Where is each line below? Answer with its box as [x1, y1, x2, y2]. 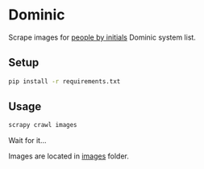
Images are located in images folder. [8, 151, 129, 161]
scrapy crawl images [8, 121, 78, 129]
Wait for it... [8, 136, 47, 146]
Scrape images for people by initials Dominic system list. [8, 32, 196, 42]
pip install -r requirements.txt [8, 77, 121, 86]
